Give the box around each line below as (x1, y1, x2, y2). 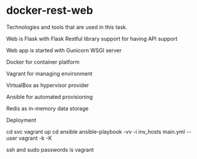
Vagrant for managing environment (6, 70, 93, 77)
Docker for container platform (6, 58, 80, 65)
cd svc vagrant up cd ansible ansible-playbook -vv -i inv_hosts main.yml (6, 128, 186, 135)
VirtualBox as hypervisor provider (6, 82, 89, 89)
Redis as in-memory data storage (6, 104, 89, 112)
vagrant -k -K (19, 134, 52, 142)
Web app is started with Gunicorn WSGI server (6, 46, 122, 54)
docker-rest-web (6, 4, 93, 17)
